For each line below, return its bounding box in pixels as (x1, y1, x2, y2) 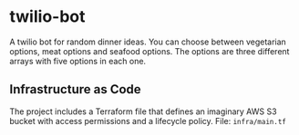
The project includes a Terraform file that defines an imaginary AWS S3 (9, 106, 277, 117)
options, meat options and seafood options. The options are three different (9, 45, 290, 56)
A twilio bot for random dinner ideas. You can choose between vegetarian (9, 36, 287, 47)
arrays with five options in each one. (9, 55, 147, 66)
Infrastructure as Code (9, 82, 141, 97)
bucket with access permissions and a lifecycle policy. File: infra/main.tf (9, 115, 287, 126)
